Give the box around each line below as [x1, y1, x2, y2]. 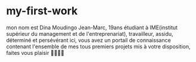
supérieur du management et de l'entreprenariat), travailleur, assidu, [6, 30, 174, 37]
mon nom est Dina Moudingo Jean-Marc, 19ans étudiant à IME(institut [6, 24, 178, 31]
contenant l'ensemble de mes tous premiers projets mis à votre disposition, [6, 43, 191, 50]
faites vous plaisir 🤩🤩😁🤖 [6, 49, 64, 56]
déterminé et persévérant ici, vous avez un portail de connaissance [6, 36, 171, 44]
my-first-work [6, 4, 78, 18]
